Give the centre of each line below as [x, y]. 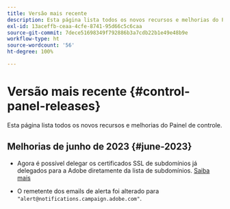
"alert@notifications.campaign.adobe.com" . [79, 198]
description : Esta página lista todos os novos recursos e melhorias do [113, 20]
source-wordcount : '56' [41, 45]
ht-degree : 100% [30, 52]
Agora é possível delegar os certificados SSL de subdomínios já [107, 163]
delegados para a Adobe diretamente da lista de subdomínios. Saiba [113, 170]
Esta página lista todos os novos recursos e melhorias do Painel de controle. [115, 125]
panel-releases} [54, 106]
